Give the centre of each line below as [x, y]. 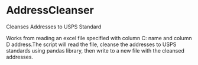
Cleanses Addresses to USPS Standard [54, 27]
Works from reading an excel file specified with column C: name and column [99, 38]
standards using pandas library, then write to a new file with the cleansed [95, 50]
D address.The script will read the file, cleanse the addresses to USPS [91, 44]
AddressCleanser [50, 10]
